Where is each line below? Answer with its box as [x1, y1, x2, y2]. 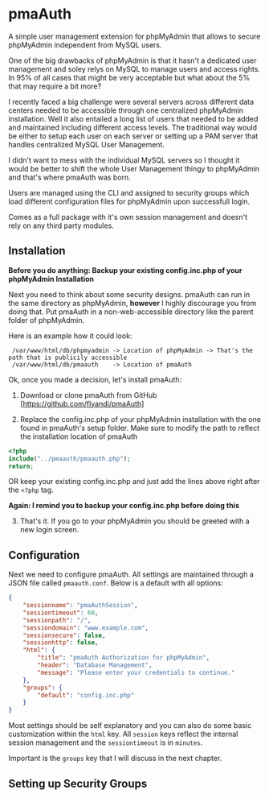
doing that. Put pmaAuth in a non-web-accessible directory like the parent [8, 307, 255, 316]
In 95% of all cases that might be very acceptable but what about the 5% [8, 72, 251, 82]
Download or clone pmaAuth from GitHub [19, 390, 157, 399]
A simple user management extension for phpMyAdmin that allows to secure [8, 31, 261, 41]
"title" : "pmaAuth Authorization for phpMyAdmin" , [37, 654, 210, 662]
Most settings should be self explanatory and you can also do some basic [8, 721, 252, 730]
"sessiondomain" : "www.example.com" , [22, 623, 149, 632]
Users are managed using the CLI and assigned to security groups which [8, 188, 250, 197]
